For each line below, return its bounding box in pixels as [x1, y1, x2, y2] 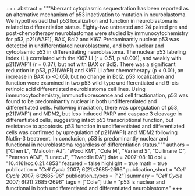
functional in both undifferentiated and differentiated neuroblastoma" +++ [6, 185, 183, 191]
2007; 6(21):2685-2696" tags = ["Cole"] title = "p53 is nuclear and [6, 178, 165, 185]
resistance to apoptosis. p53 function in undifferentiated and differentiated [6, 123, 185, 129]
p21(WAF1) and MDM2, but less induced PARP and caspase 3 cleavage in [6, 110, 182, 117]
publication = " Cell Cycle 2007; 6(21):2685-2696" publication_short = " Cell [6, 166, 186, 173]
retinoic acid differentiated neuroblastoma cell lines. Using [6, 86, 146, 92]
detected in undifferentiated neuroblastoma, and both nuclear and [6, 42, 164, 49]
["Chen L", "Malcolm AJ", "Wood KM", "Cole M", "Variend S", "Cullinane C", [6, 148, 186, 154]
